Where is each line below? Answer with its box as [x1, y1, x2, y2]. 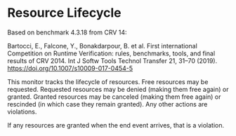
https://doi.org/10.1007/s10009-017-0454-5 [7, 64, 133, 72]
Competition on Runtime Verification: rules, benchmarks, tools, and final [7, 49, 216, 57]
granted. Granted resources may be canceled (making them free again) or [7, 93, 221, 101]
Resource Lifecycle [7, 5, 122, 21]
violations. [7, 107, 37, 116]
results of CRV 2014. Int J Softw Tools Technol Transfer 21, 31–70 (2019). [7, 56, 218, 64]
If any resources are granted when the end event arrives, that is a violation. [7, 121, 225, 129]
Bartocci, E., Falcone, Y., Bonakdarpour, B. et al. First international [7, 41, 198, 50]
